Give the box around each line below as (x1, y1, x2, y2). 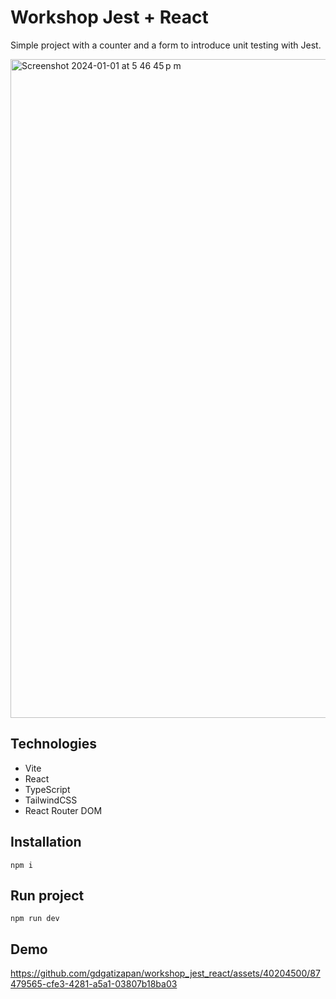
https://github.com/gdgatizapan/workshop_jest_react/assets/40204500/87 (10, 967, 321, 980)
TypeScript (24, 783, 71, 795)
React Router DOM (24, 804, 103, 816)
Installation (10, 834, 82, 851)
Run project (10, 887, 85, 904)
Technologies (10, 736, 98, 753)
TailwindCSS (24, 794, 78, 806)
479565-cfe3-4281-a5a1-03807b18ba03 (10, 978, 178, 990)
